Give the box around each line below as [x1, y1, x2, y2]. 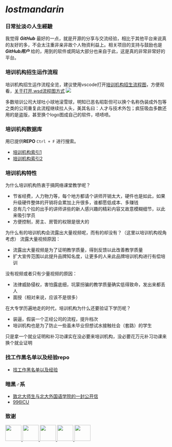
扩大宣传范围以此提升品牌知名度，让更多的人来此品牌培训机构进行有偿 [12, 253, 161, 259]
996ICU [12, 399, 30, 405]
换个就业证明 [5, 340, 32, 346]
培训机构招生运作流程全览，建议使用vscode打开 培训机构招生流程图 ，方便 [5, 81, 160, 88]
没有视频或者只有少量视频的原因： [5, 271, 77, 277]
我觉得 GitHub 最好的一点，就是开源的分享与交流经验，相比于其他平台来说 [5, 35, 162, 42]
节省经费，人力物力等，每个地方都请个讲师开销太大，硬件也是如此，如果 [12, 193, 165, 199]
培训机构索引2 [12, 155, 43, 162]
